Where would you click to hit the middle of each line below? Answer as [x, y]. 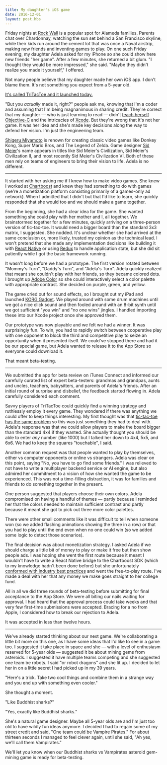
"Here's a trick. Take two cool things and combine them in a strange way [80, 678]
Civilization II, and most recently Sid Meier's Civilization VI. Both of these [80, 156]
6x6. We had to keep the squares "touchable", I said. [59, 443]
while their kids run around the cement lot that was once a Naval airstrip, [80, 44]
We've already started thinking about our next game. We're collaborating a [81, 636]
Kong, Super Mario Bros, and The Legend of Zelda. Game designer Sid [78, 146]
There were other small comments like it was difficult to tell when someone [82, 519]
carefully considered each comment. [43, 396]
